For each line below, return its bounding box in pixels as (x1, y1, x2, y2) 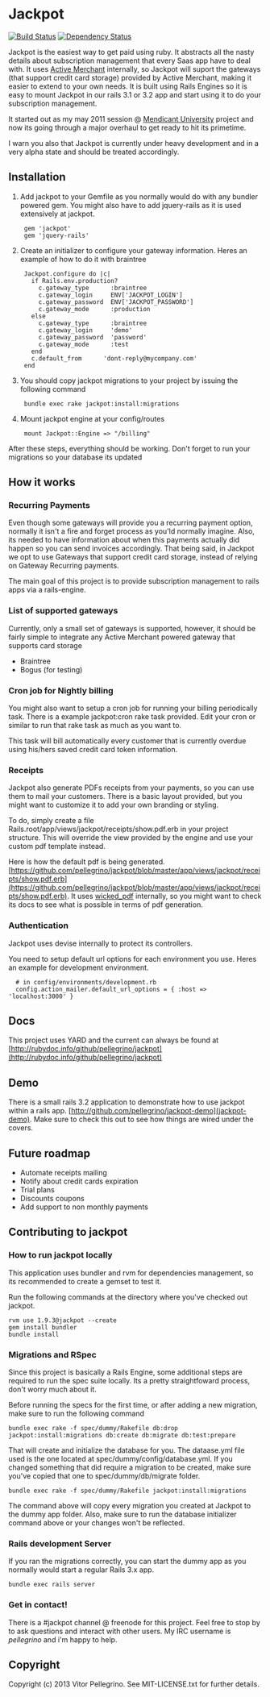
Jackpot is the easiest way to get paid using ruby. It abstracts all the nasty (8, 47, 255, 56)
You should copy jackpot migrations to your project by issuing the (19, 376, 239, 385)
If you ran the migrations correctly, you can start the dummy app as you (8, 1557, 247, 1566)
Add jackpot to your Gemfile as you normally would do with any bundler (19, 191, 259, 202)
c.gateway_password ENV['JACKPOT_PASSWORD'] (38, 297, 194, 306)
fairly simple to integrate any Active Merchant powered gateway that (8, 632, 236, 642)
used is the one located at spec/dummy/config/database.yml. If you (8, 1454, 234, 1464)
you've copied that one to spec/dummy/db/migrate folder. (8, 1471, 201, 1481)
